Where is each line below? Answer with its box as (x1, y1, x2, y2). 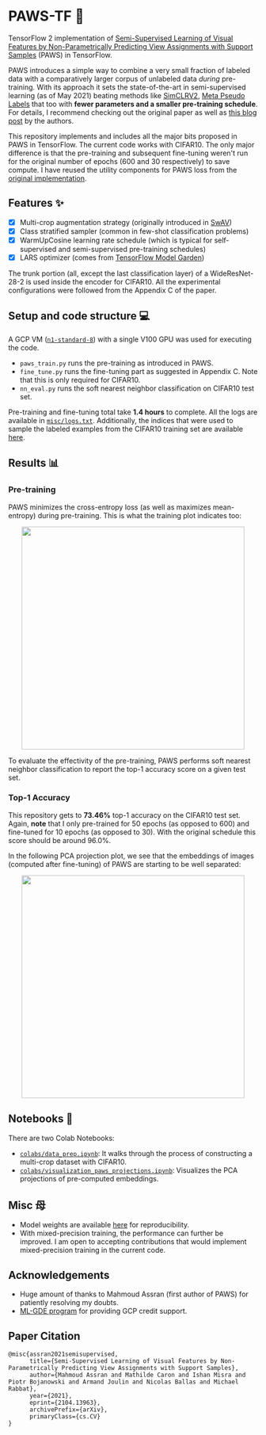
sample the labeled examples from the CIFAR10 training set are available (8, 424, 244, 433)
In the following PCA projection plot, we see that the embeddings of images (8, 851, 255, 861)
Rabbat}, (8, 1385, 37, 1393)
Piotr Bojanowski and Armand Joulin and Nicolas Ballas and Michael (8, 1378, 239, 1386)
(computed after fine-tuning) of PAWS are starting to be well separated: (8, 859, 241, 868)
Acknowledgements (8, 1268, 110, 1282)
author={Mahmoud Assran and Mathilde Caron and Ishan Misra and (28, 1371, 246, 1380)
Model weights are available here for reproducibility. (19, 1220, 190, 1230)
